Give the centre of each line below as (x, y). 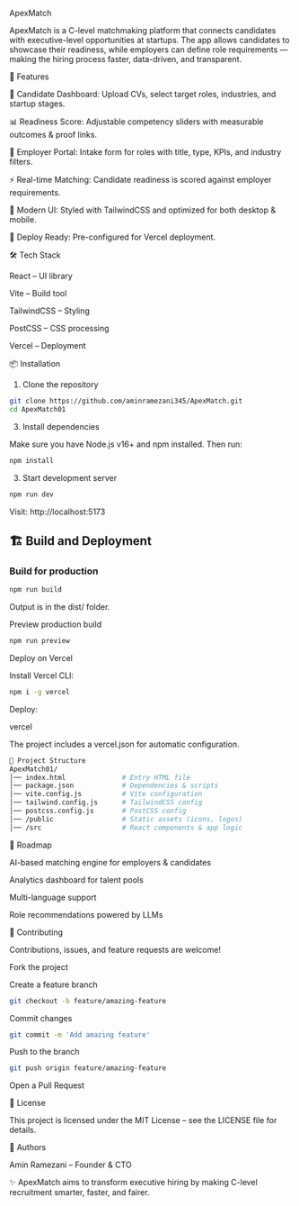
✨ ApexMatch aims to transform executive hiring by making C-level (133, 1183)
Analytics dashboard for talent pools (76, 880)
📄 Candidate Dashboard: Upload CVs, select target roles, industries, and (143, 94)
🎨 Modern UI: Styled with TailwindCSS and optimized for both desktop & (143, 210)
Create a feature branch (53, 984)
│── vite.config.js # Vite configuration (106, 794)
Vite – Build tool (38, 293)
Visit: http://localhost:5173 (57, 512)
